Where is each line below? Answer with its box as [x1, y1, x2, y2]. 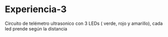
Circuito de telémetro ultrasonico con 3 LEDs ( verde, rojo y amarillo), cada [5, 20, 163, 26]
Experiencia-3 [5, 4, 67, 15]
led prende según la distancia [5, 25, 67, 31]
